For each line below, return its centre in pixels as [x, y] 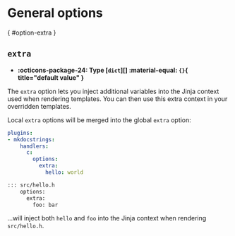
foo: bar [46, 205]
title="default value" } [51, 77]
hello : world [64, 172]
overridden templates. [40, 106]
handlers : [35, 146]
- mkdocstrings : [31, 139]
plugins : [20, 133]
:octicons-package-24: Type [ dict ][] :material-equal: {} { [103, 70]
